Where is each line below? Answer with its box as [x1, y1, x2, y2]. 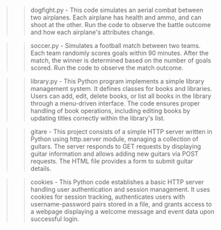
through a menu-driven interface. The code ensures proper [30, 99, 200, 107]
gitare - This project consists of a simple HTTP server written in [30, 128, 213, 135]
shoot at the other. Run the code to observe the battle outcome [30, 21, 211, 28]
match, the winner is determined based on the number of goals [30, 56, 211, 65]
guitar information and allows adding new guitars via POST [30, 149, 199, 158]
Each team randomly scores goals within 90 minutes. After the [30, 49, 209, 57]
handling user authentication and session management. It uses [30, 186, 211, 193]
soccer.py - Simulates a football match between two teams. [30, 42, 201, 49]
